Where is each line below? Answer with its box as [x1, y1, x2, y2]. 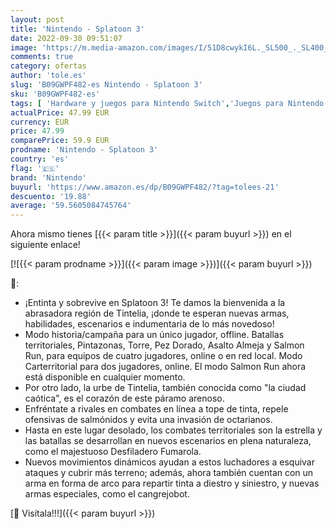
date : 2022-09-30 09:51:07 [10, 33, 123, 43]
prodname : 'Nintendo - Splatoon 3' [10, 145, 159, 155]
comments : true [10, 52, 74, 62]
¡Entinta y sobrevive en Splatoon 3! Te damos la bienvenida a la [24, 297, 286, 309]
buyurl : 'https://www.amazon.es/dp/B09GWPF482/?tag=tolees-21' [10, 182, 280, 192]
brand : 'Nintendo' [10, 172, 87, 183]
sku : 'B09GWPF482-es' [10, 89, 101, 99]
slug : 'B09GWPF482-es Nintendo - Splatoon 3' [10, 80, 203, 90]
